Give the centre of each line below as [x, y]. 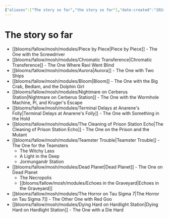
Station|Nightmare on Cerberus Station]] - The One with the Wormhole [86, 97]
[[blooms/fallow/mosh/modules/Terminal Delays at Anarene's [76, 108]
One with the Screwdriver [39, 54]
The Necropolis [36, 178]
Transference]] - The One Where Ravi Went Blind [63, 65]
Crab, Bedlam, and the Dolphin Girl [48, 86]
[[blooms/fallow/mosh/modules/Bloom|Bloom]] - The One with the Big [85, 81]
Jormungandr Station [42, 161]
